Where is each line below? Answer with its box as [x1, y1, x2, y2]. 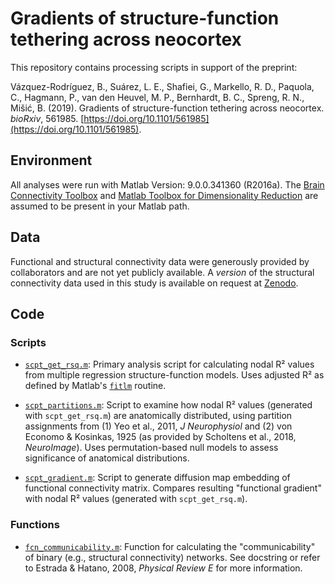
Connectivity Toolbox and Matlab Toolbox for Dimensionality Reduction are [10, 189, 319, 201]
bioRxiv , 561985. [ [10, 112, 85, 124]
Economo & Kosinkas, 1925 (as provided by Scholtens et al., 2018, [24, 431, 297, 443]
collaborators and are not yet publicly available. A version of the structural [10, 266, 315, 278]
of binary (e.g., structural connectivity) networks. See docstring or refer [24, 551, 321, 563]
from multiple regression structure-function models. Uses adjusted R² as [24, 369, 325, 381]
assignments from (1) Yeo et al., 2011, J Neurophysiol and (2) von [24, 420, 293, 432]
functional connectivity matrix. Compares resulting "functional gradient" [24, 482, 322, 494]
